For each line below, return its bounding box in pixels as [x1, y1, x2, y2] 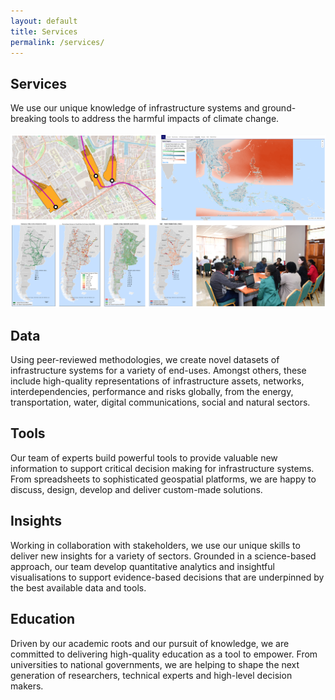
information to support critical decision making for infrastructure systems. [10, 462, 315, 474]
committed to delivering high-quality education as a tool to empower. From [10, 648, 318, 660]
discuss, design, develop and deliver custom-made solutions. [10, 483, 263, 495]
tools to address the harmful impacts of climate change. [48, 113, 280, 125]
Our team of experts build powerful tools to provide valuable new [10, 451, 278, 464]
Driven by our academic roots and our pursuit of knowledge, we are [10, 637, 290, 649]
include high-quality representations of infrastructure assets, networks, [10, 375, 305, 387]
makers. [10, 680, 44, 692]
